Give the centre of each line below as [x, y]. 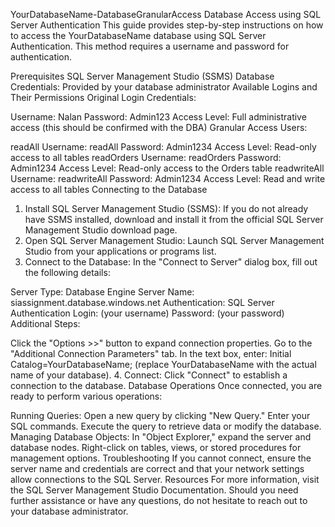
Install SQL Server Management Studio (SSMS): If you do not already [166, 208]
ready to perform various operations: [86, 396]
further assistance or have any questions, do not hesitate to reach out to [159, 500]
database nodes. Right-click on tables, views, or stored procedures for [156, 447]
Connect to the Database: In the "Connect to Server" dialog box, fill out [171, 262]
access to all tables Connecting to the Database [109, 189]
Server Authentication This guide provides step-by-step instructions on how [167, 25]
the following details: [67, 272]
